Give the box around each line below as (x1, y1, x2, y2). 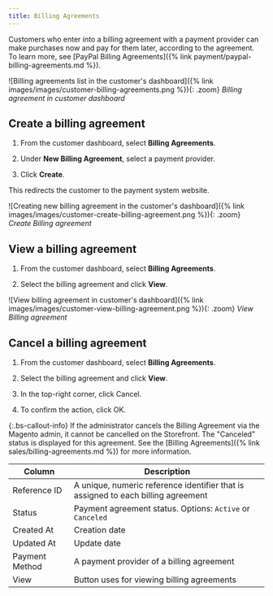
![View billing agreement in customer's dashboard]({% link (8, 295, 205, 305)
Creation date (73, 524, 126, 536)
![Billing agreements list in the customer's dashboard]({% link (8, 76, 214, 85)
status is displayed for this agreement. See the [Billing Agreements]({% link (8, 438, 260, 448)
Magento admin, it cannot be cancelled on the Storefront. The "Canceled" (8, 429, 256, 439)
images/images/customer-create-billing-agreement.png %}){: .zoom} (8, 210, 241, 220)
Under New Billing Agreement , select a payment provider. (19, 154, 215, 163)
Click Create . (19, 170, 65, 180)
